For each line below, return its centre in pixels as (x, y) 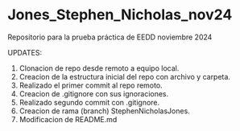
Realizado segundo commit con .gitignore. (89, 102)
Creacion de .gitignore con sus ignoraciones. (94, 93)
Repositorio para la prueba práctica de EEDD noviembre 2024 (110, 37)
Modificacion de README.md (68, 119)
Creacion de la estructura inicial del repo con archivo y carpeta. (125, 76)
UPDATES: (25, 52)
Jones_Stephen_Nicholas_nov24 (120, 15)
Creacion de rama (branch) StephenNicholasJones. (104, 111)
